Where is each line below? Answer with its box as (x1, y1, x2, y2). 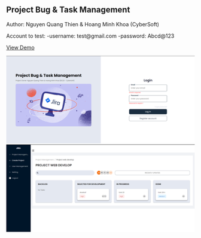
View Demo (6, 44, 35, 51)
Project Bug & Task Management (6, 5, 130, 15)
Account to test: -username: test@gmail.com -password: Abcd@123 (6, 32, 175, 39)
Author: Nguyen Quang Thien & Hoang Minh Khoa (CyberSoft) (6, 20, 160, 28)
